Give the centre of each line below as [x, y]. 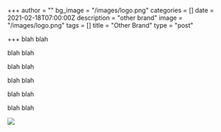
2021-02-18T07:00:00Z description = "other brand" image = [95, 18]
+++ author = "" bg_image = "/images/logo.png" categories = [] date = [111, 10]
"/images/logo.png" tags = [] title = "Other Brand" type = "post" [100, 25]
